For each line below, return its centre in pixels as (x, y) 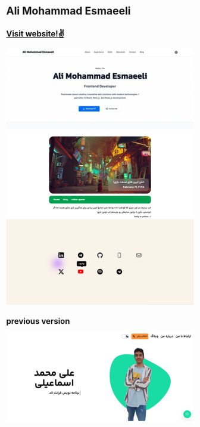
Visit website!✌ (35, 34)
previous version (38, 321)
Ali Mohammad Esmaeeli (68, 11)
